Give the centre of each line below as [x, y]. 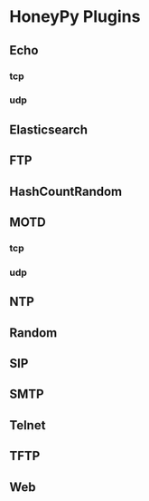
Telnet [28, 425]
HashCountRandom [66, 191]
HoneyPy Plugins [75, 17]
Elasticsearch [49, 129]
